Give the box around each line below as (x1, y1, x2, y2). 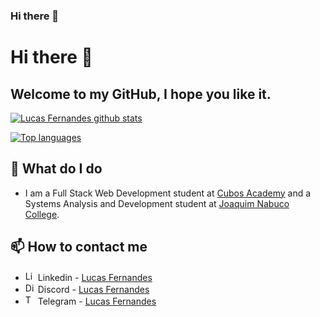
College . (24, 208, 60, 220)
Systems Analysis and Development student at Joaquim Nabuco (24, 197, 290, 209)
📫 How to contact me (10, 239, 148, 256)
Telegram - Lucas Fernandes (37, 295, 157, 307)
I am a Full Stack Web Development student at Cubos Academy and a (24, 187, 312, 199)
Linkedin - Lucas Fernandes (37, 271, 153, 283)
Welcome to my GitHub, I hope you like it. (10, 85, 272, 103)
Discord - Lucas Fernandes (37, 283, 150, 295)
